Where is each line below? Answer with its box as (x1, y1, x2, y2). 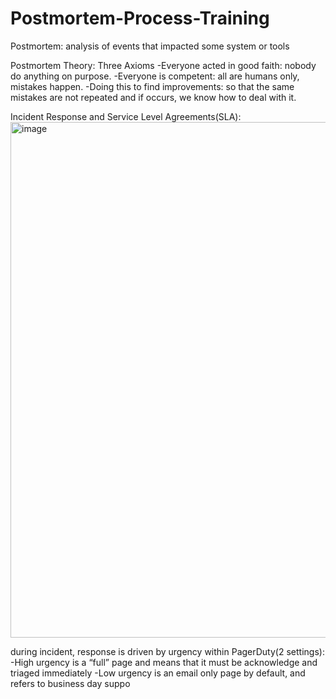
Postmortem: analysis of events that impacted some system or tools (10, 40, 290, 52)
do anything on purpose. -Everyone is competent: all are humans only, (10, 70, 300, 82)
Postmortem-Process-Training (10, 7, 270, 30)
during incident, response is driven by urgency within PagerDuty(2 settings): (10, 645, 325, 657)
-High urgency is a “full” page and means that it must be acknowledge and (10, 656, 318, 668)
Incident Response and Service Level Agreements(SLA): (10, 110, 242, 122)
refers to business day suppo (10, 677, 131, 689)
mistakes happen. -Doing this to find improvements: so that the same (10, 80, 295, 92)
